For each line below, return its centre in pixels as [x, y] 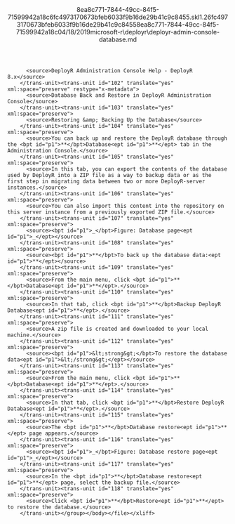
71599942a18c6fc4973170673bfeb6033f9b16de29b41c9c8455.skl [103, 17]
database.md [118, 39]
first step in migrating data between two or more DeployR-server [106, 181]
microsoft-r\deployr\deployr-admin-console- [155, 32]
